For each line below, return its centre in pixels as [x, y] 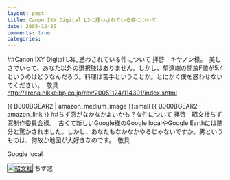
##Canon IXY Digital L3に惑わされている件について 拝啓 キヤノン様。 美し [114, 60]
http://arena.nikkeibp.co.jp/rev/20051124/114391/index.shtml [92, 93]
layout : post [26, 13]
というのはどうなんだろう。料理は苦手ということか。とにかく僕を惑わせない [115, 77]
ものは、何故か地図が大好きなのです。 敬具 [69, 140]
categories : [24, 39]
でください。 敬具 [33, 85]
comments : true [29, 33]
